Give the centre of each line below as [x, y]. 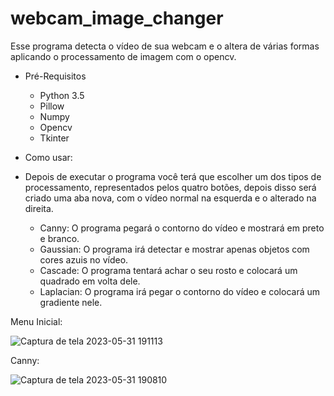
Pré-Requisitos [55, 76]
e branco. [59, 238]
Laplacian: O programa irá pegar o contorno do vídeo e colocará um [180, 291]
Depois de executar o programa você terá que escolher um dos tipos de [173, 176]
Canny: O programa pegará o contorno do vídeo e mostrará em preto [182, 228]
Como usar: [48, 157]
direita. [39, 208]
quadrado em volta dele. [90, 281]
